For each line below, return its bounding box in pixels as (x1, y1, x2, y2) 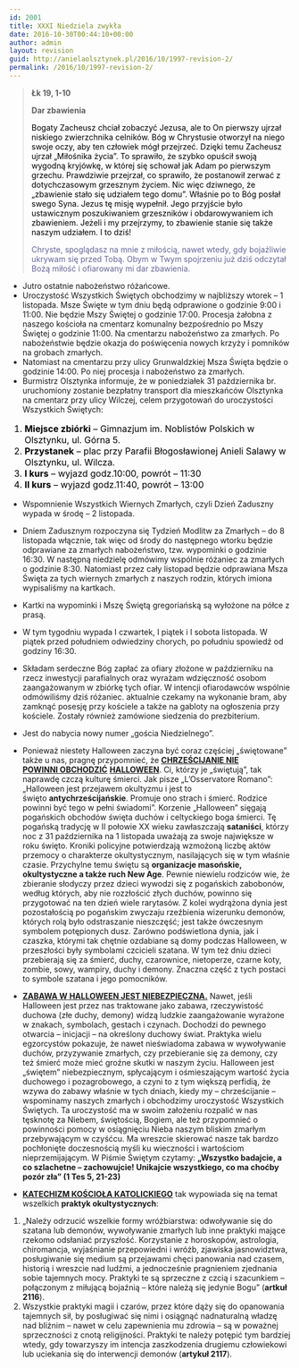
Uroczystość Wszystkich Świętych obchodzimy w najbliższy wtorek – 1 (21, 290, 284, 301)
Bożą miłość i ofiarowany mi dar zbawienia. (30, 263, 191, 274)
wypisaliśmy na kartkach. (21, 582, 116, 593)
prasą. (21, 609, 46, 620)
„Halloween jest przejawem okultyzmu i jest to (21, 783, 192, 794)
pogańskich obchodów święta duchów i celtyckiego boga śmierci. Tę (21, 811, 277, 822)
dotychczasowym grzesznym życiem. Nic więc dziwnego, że (30, 179, 256, 190)
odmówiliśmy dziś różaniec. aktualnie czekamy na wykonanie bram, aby (21, 691, 287, 702)
